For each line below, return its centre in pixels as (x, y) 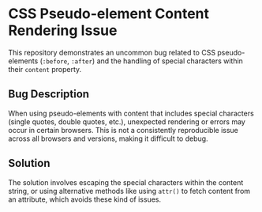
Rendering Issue (63, 30)
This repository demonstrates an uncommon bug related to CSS (112, 52)
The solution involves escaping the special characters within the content (126, 182)
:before (55, 61)
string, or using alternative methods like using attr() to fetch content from (129, 191)
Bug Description (49, 95)
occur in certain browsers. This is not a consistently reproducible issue (124, 130)
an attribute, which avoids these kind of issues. (85, 199)
